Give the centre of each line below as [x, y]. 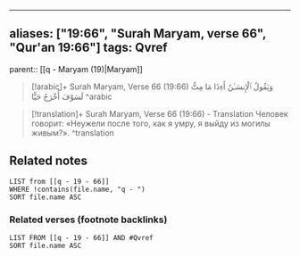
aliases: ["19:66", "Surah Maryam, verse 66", [137, 33]
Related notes [48, 161]
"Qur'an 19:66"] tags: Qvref [88, 48]
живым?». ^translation [72, 133]
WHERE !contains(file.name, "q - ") [77, 189]
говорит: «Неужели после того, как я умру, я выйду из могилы [150, 123]
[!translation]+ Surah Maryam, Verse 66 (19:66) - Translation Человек [159, 113]
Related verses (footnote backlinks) [88, 220]
